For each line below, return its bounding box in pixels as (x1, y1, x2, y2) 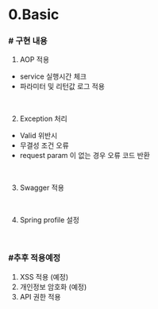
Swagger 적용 (19, 183, 65, 192)
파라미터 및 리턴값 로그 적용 (19, 82, 106, 91)
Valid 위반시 (19, 131, 58, 141)
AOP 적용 (19, 55, 50, 64)
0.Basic (8, 6, 60, 24)
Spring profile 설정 (19, 215, 79, 225)
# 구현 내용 (8, 36, 48, 47)
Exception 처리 (19, 114, 67, 124)
